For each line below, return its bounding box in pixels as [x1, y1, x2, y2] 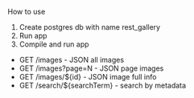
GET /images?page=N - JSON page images [19, 63, 164, 73]
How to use [7, 7, 46, 16]
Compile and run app [19, 39, 89, 49]
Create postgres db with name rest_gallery [19, 22, 161, 31]
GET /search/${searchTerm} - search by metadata [19, 80, 187, 90]
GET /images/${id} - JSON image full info [19, 72, 157, 81]
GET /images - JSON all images [19, 55, 125, 64]
